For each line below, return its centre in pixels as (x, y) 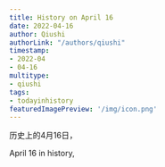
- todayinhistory (41, 100)
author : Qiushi (37, 34)
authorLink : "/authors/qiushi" (67, 42)
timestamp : (29, 51)
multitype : (29, 76)
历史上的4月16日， (43, 136)
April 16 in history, (42, 154)
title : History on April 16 (62, 17)
